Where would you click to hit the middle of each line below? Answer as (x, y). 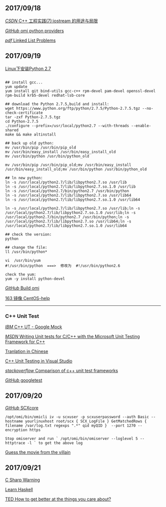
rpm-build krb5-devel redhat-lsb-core (45, 95)
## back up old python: (30, 143)
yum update (16, 86)
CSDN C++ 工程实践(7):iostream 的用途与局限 (51, 21)
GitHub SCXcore (22, 408)
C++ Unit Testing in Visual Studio (39, 361)
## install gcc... (24, 82)
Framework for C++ (25, 342)
